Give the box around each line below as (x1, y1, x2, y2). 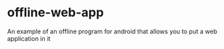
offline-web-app (7, 5, 104, 20)
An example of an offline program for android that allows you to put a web (7, 27, 218, 35)
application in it (7, 34, 50, 42)
